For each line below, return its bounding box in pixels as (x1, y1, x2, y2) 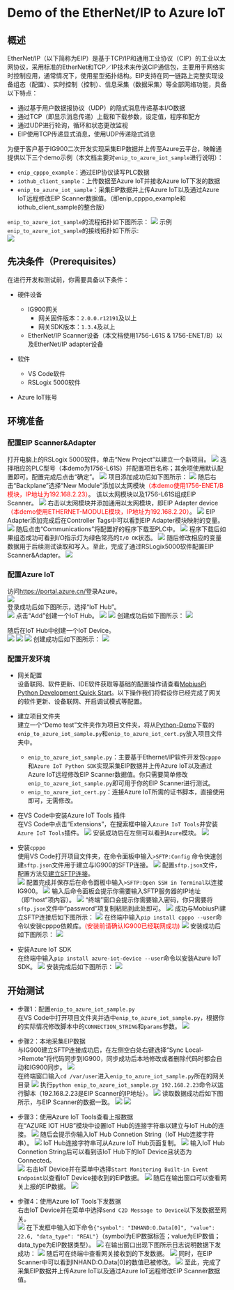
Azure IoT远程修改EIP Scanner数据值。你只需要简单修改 (27, 771, 188, 779)
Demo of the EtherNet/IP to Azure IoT (7, 5, 226, 21)
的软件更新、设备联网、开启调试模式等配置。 (17, 698, 146, 706)
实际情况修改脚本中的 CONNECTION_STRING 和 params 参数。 (23, 1022, 181, 1030)
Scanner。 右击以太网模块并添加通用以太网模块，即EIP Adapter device (7, 498, 219, 507)
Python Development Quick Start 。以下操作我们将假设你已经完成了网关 (17, 689, 221, 697)
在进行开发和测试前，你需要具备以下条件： (7, 275, 130, 283)
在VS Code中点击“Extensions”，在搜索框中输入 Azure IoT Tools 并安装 (17, 820, 218, 828)
